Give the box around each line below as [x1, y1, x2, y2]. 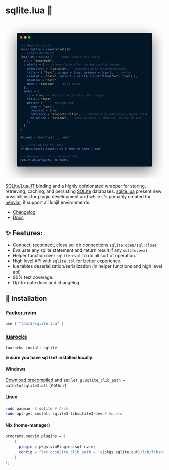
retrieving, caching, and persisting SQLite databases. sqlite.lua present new [5, 188, 162, 194]
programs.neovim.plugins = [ [5, 434, 66, 439]
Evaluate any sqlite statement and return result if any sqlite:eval [12, 247, 148, 253]
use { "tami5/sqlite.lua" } [5, 321, 64, 326]
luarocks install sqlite [5, 345, 57, 351]
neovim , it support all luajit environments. [5, 199, 91, 205]
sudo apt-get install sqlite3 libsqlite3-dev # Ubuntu [5, 411, 123, 416]
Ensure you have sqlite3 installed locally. [5, 355, 94, 361]
